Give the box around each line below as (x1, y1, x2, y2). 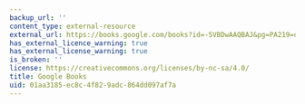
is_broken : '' (9, 55, 64, 64)
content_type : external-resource (9, 22, 136, 31)
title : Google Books (9, 72, 88, 81)
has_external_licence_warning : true (9, 38, 148, 48)
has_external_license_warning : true (9, 47, 148, 56)
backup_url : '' (9, 13, 67, 23)
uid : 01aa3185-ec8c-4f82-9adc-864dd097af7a (9, 80, 177, 90)
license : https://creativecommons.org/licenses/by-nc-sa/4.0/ (9, 64, 250, 73)
